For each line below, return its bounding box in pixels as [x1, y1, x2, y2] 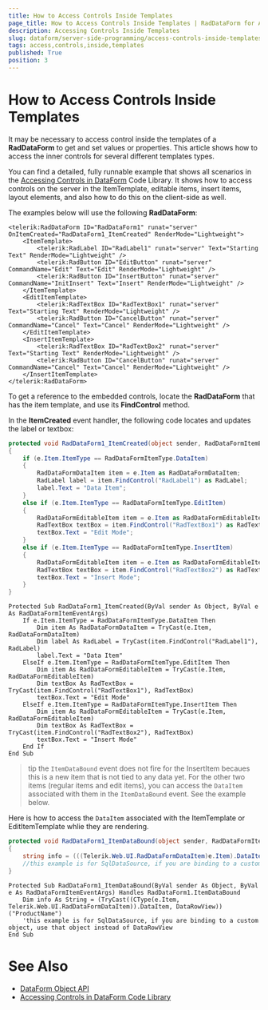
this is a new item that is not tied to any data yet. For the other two [27, 772, 246, 782]
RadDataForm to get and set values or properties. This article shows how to [8, 142, 258, 152]
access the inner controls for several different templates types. [8, 151, 215, 161]
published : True [8, 49, 62, 57]
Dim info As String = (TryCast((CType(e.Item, [22, 896, 180, 904]
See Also [8, 957, 69, 975]
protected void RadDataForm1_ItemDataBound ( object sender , [8, 837, 209, 845]
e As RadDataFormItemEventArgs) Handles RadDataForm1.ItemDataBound [8, 888, 241, 896]
